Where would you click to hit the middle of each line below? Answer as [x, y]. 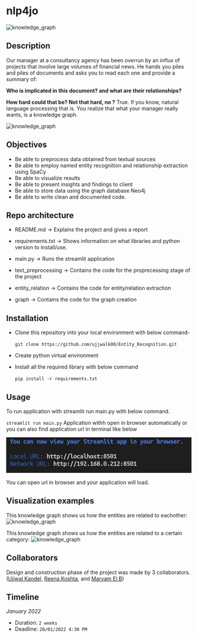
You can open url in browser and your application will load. [78, 482]
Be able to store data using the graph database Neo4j [80, 190]
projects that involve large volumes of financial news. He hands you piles [95, 66]
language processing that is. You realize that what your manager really [92, 108]
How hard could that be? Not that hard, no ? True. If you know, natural [92, 102]
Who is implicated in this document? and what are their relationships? [94, 91]
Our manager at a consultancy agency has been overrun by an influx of [93, 60]
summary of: [22, 79]
